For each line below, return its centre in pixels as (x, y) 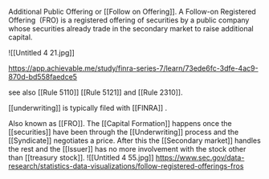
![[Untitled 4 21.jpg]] (41, 53)
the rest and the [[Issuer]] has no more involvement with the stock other (127, 149)
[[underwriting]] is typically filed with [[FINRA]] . (88, 108)
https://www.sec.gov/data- (200, 157)
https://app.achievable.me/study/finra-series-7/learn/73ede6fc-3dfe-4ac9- (133, 68)
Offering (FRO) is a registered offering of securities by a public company (129, 20)
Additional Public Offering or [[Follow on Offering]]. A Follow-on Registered (132, 12)
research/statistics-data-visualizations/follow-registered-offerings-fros (126, 166)
